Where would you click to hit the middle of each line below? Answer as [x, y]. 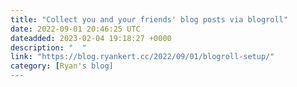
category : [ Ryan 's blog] [62, 66]
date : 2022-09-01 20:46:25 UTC [75, 29]
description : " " [48, 47]
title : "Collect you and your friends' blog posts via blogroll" [149, 19]
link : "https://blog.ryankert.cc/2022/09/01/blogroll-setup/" [142, 57]
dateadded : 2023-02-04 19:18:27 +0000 [91, 38]
